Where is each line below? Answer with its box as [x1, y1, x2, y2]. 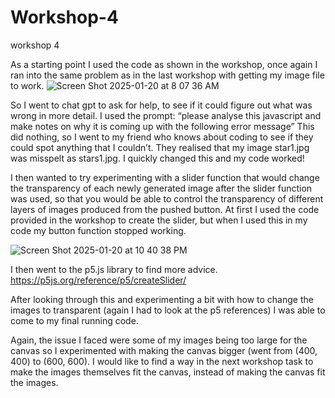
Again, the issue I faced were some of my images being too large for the [10, 334, 308, 346]
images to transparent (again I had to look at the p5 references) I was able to [10, 304, 326, 316]
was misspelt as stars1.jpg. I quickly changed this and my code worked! [10, 152, 305, 164]
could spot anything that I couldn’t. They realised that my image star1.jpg [10, 141, 310, 153]
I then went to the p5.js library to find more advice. [10, 263, 218, 275]
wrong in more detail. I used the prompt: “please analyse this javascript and [10, 109, 322, 121]
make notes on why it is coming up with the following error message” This [10, 120, 315, 132]
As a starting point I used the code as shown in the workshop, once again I [10, 58, 318, 70]
